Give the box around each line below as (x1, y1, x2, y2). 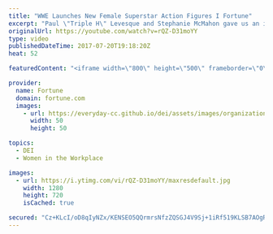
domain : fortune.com (15, 94, 85, 102)
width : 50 (29, 117, 63, 125)
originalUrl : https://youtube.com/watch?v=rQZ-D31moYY (8, 27, 198, 35)
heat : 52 (8, 50, 38, 58)
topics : (8, 139, 35, 147)
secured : (8, 214, 38, 222)
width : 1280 (23, 184, 63, 192)
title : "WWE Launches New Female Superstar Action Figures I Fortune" (8, 11, 253, 20)
